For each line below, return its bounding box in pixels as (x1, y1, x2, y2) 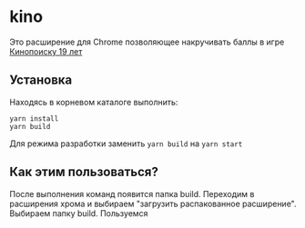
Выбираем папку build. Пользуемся (9, 207, 148, 219)
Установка (9, 73, 73, 88)
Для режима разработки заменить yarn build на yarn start (9, 138, 243, 149)
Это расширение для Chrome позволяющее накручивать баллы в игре (9, 36, 285, 47)
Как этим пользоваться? (9, 164, 159, 180)
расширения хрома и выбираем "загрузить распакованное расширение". (9, 198, 298, 209)
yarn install (9, 114, 59, 124)
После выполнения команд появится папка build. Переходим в (9, 188, 255, 199)
